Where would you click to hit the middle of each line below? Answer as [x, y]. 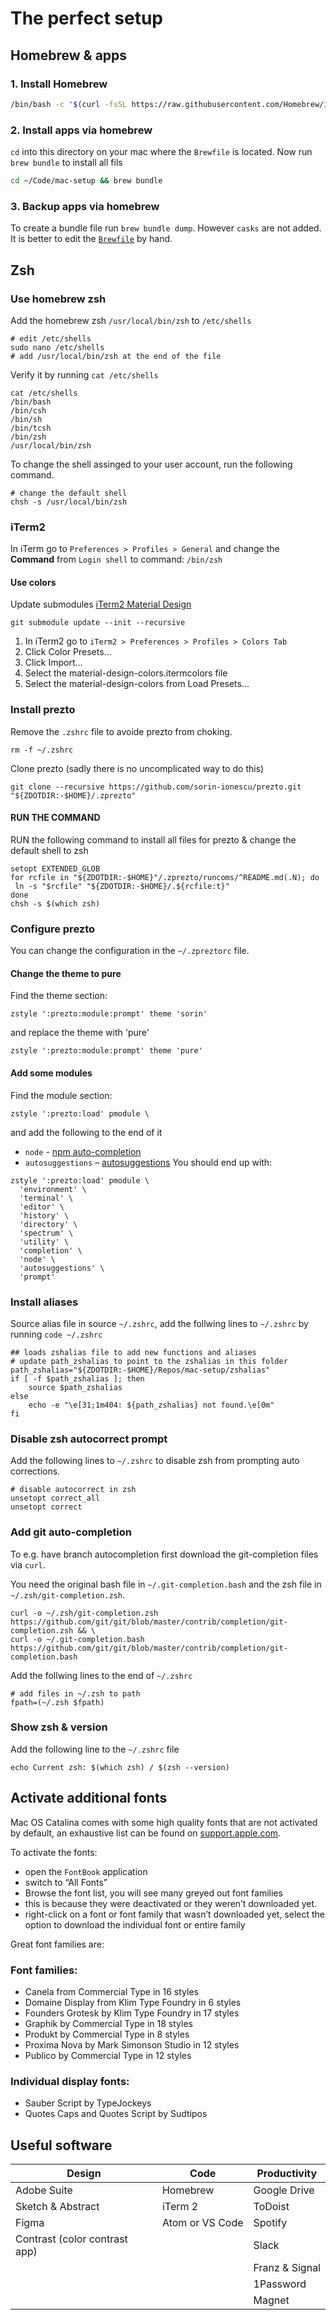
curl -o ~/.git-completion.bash [77, 1639]
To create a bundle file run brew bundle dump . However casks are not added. [166, 228]
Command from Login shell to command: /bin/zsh [116, 559]
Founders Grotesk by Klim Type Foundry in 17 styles [132, 2013]
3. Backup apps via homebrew [85, 206]
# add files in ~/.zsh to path [75, 1693]
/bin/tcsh [31, 428]
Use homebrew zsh [58, 299]
